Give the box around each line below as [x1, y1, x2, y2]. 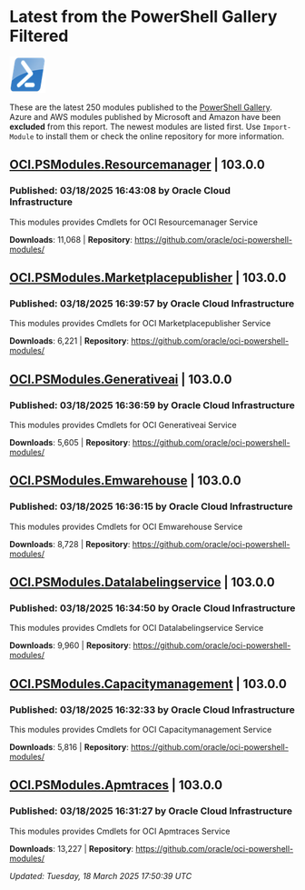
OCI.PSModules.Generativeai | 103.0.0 [9, 371, 232, 387]
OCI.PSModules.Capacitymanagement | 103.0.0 [9, 675, 288, 692]
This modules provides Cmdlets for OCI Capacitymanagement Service [9, 725, 272, 735]
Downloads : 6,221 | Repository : [9, 335, 130, 346]
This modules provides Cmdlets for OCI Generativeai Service [9, 420, 238, 430]
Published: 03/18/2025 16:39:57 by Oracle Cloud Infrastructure [9, 297, 295, 310]
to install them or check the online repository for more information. [35, 130, 284, 142]
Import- [262, 123, 292, 132]
